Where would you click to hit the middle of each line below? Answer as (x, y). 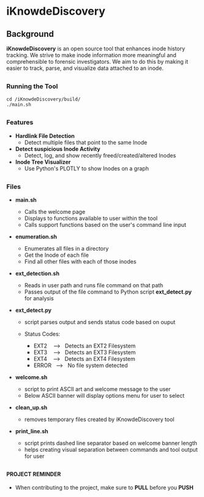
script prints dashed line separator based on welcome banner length (111, 443)
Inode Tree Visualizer (43, 162)
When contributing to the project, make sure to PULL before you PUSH (104, 488)
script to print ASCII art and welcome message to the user (97, 389)
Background (30, 34)
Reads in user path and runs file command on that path (94, 286)
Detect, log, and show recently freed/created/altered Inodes (100, 155)
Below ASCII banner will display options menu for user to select (104, 396)
